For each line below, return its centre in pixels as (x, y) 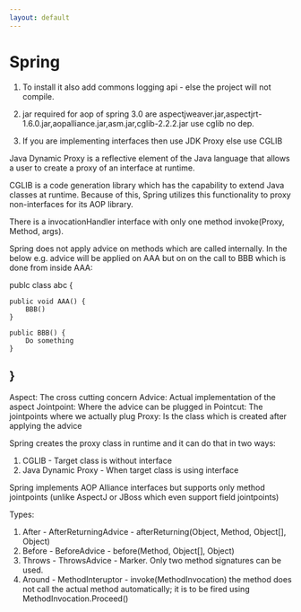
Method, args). (37, 231)
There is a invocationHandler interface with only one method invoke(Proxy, (147, 222)
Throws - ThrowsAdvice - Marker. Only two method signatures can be (152, 561)
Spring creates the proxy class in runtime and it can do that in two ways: (142, 443)
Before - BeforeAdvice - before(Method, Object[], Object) (128, 551)
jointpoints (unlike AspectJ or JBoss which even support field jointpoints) (144, 497)
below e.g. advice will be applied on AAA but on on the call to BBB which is (148, 258)
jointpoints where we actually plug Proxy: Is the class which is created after (148, 416)
